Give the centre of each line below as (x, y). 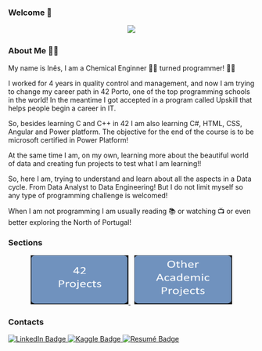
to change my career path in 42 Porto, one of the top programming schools (129, 91)
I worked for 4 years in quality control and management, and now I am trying (131, 83)
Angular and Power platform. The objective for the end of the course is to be (131, 132)
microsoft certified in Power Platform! (68, 139)
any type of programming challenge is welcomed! (88, 195)
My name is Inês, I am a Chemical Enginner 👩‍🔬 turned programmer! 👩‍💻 (122, 68)
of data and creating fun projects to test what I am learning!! (105, 163)
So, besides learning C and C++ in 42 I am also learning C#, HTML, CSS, (125, 123)
